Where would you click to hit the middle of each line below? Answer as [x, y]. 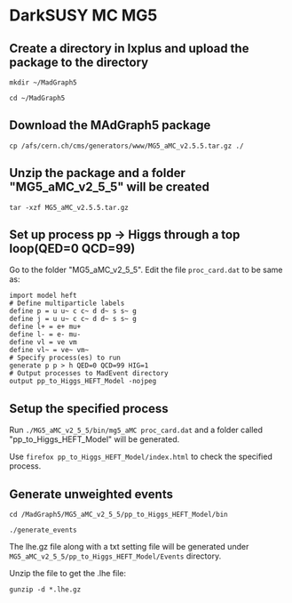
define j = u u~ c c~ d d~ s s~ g [73, 319]
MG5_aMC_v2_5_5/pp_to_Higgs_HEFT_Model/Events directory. [115, 556]
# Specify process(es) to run [65, 358]
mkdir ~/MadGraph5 [43, 83]
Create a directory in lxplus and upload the [129, 48]
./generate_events [43, 530]
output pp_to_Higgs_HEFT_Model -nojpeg [83, 382]
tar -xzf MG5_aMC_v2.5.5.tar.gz [69, 207]
